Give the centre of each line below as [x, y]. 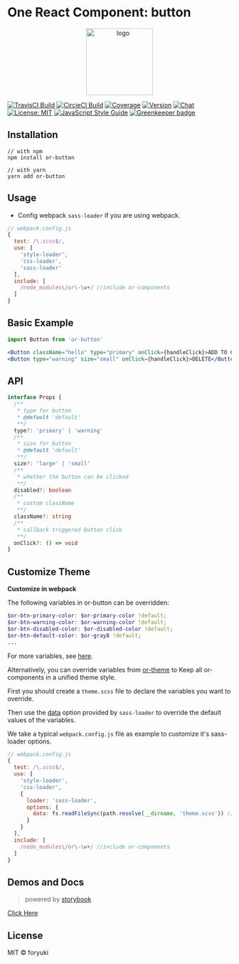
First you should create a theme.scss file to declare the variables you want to [119, 691]
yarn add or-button [36, 176]
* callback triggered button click [69, 530]
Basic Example [41, 323]
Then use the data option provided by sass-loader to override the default [115, 712]
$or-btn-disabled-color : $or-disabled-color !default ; [90, 629]
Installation [33, 135]
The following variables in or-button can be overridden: [88, 603]
